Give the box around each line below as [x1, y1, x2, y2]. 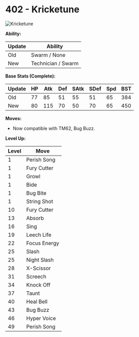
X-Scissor [26, 265, 51, 272]
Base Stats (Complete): [5, 73, 56, 79]
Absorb [26, 214, 44, 221]
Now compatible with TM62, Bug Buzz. [12, 125, 96, 132]
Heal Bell [26, 298, 48, 305]
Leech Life [26, 231, 52, 238]
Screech [26, 273, 47, 280]
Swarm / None [31, 51, 65, 59]
